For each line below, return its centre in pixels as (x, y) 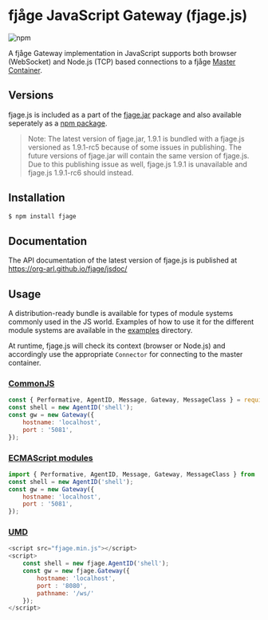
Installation (37, 198)
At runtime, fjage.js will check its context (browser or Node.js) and (117, 346)
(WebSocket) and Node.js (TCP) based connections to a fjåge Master (122, 62)
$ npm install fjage (43, 216)
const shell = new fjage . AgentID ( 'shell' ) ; (96, 564)
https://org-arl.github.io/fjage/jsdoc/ (68, 269)
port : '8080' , (62, 586)
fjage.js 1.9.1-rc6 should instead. (81, 172)
